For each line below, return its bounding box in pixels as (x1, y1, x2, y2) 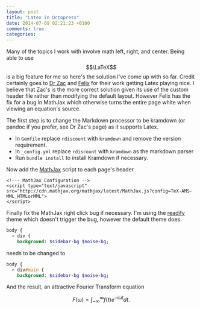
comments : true (6, 25, 45, 32)
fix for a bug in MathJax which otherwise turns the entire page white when (6, 99, 192, 106)
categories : (6, 31, 36, 37)
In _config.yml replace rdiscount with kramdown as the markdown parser (14, 148, 194, 155)
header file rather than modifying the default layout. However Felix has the (6, 92, 191, 100)
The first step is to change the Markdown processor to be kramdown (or (6, 117, 186, 124)
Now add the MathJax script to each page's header (6, 166, 134, 173)
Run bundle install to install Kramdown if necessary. (14, 154, 149, 162)
